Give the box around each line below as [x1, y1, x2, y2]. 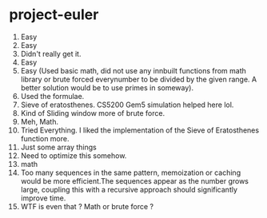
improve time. [20, 193, 66, 203]
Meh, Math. [20, 117, 59, 126]
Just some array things [20, 142, 97, 152]
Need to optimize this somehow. [20, 150, 127, 161]
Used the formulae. [20, 91, 85, 101]
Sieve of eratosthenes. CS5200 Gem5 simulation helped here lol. [20, 100, 234, 109]
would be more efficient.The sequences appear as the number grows [20, 176, 249, 185]
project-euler [9, 6, 99, 24]
